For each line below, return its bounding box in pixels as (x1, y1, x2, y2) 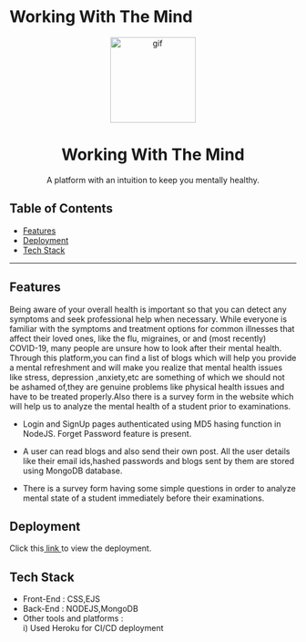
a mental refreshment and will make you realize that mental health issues (9, 362, 283, 373)
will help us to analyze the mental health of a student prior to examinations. (9, 400, 291, 411)
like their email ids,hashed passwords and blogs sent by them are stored (22, 455, 295, 466)
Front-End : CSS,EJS (22, 594, 100, 605)
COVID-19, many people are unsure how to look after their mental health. (9, 342, 282, 353)
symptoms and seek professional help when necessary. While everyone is (9, 313, 288, 325)
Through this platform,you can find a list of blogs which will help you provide (9, 352, 297, 363)
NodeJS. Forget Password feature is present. (22, 428, 192, 439)
